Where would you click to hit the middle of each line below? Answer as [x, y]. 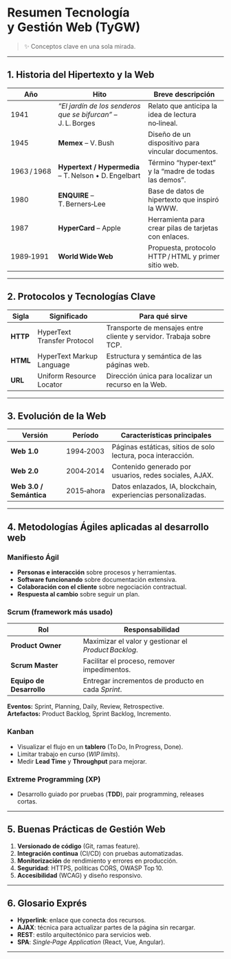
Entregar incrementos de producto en [143, 681]
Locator [50, 385]
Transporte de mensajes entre [155, 327]
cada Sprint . [102, 689]
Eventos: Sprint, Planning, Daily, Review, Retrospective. [86, 707]
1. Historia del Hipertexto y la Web [81, 75]
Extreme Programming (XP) [54, 779]
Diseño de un [169, 134]
